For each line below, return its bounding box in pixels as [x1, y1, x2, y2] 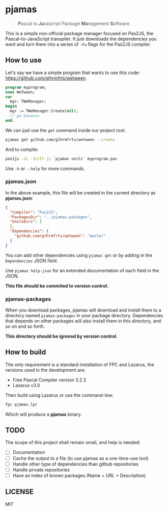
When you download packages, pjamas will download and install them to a [5, 307, 161, 313]
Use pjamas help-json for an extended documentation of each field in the [5, 267, 159, 273]
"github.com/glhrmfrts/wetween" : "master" [14, 234, 106, 239]
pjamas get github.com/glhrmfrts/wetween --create [5, 137, 115, 142]
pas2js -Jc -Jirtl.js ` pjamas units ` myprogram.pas [5, 156, 117, 161]
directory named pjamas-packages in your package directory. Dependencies [5, 312, 163, 318]
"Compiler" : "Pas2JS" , [10, 210, 58, 215]
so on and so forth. [5, 323, 45, 329]
